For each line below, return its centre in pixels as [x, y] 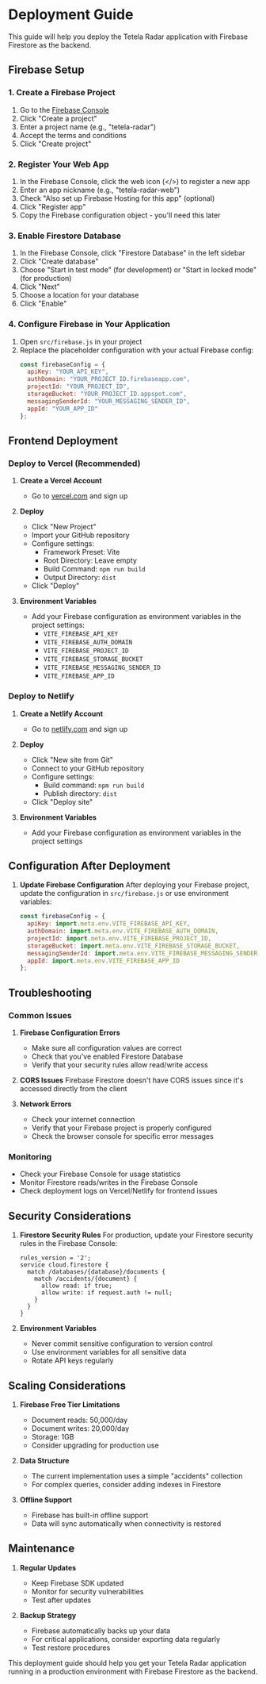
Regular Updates [48, 1567]
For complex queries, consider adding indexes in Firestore [126, 1484]
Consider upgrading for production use [95, 1445]
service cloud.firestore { [64, 1265]
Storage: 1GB [53, 1436]
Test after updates [61, 1600]
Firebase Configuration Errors [70, 1032]
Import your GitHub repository [80, 535]
